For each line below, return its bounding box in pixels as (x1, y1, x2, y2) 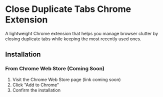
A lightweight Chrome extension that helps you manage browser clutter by (5, 30, 158, 36)
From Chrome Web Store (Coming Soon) (5, 65, 105, 72)
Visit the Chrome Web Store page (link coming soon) (12, 76, 121, 83)
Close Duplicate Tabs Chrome (5, 3, 131, 15)
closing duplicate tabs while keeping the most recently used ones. (5, 36, 141, 42)
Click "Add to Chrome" (12, 82, 59, 88)
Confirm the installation (12, 87, 61, 93)
